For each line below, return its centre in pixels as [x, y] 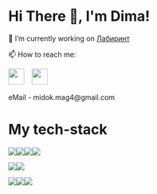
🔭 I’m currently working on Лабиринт [69, 38]
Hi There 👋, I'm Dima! [79, 16]
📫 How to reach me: [42, 54]
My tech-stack [58, 130]
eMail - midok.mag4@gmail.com [62, 97]
